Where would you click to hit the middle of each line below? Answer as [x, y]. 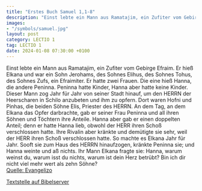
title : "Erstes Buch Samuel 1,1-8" [51, 12]
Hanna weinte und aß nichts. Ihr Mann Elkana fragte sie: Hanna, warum [94, 151]
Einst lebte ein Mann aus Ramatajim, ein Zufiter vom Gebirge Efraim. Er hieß [100, 68]
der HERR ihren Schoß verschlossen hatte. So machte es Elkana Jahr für [96, 138]
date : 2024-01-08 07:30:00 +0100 [48, 51]
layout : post [23, 34]
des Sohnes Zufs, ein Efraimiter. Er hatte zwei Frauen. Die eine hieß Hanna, [99, 80]
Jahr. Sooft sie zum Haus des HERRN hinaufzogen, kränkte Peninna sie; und [100, 144]
